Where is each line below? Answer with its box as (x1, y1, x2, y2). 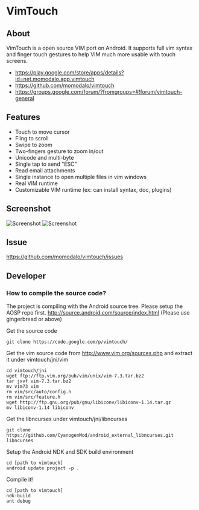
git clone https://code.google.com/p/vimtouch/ (6, 339, 128, 345)
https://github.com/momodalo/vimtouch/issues (6, 253, 124, 261)
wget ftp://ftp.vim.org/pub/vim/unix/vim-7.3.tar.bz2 (6, 373, 145, 379)
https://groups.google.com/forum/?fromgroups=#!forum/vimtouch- (14, 88, 183, 95)
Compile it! (6, 476, 33, 483)
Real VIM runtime (14, 180, 58, 187)
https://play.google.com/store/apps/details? (14, 69, 124, 76)
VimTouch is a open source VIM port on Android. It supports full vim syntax (6, 44, 193, 51)
